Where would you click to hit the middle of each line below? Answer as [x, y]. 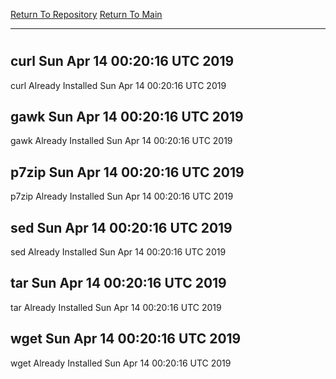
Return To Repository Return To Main [86, 14]
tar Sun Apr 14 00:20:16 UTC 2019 [118, 283]
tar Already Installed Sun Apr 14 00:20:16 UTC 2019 [116, 307]
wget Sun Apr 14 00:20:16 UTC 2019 [126, 339]
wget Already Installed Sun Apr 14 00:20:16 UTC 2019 [121, 363]
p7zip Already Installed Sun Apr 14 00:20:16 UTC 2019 [122, 196]
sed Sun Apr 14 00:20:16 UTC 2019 [121, 227]
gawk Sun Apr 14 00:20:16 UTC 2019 [127, 117]
